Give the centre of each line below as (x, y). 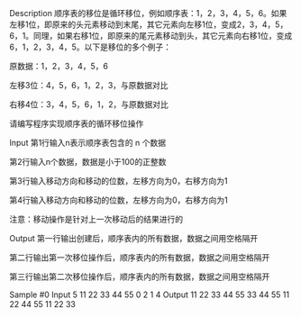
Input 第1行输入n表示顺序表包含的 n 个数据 (88, 143)
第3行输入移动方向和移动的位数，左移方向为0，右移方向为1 (119, 181)
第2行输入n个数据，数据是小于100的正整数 (88, 162)
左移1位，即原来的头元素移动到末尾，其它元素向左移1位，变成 (123, 24)
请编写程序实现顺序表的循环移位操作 (77, 123)
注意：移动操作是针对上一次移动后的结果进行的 (96, 219)
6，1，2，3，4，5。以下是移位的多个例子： (90, 47)
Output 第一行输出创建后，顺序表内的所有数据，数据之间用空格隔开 (134, 238)
